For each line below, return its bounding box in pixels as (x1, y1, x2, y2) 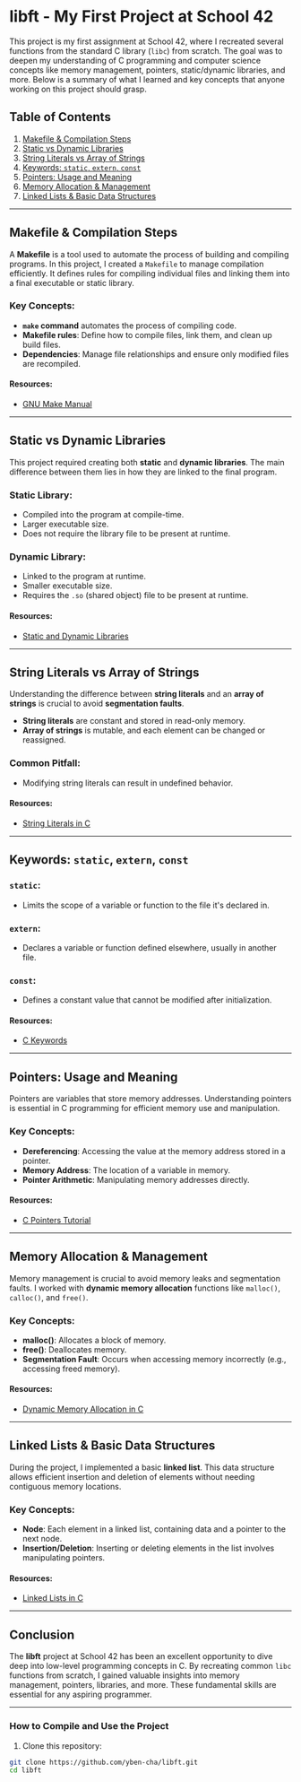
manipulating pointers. (21, 1552, 106, 1563)
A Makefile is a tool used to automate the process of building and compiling (9, 248, 289, 259)
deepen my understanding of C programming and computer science (9, 55, 262, 65)
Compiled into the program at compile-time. (21, 509, 185, 520)
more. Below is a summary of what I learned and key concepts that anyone (9, 74, 285, 84)
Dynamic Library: (9, 551, 87, 563)
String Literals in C (21, 818, 91, 829)
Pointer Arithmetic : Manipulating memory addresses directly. (21, 1174, 250, 1185)
